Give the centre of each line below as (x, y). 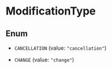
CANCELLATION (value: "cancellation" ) (60, 48)
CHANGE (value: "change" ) (44, 60)
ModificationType (51, 11)
